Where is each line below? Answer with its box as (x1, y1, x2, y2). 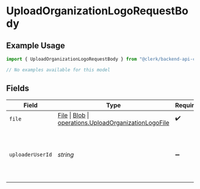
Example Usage (6, 40, 65, 51)
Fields (6, 83, 30, 93)
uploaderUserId (9, 151, 52, 158)
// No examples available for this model (6, 67, 111, 73)
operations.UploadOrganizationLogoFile (57, 118, 170, 127)
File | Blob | (57, 111, 89, 119)
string (57, 150, 74, 159)
